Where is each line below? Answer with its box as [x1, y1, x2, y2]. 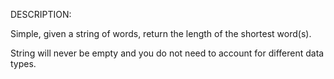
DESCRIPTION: [10, 9, 72, 20]
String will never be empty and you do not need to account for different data [10, 47, 325, 59]
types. [10, 58, 37, 69]
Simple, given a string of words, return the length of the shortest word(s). [10, 28, 312, 39]
